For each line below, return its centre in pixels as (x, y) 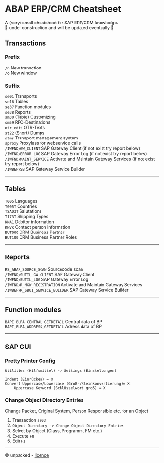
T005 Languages (21, 201)
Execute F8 (23, 436)
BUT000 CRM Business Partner (35, 232)
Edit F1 (19, 441)
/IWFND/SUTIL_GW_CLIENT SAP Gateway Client (50, 274)
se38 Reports (18, 112)
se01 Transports (21, 96)
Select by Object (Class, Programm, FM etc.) (57, 431)
